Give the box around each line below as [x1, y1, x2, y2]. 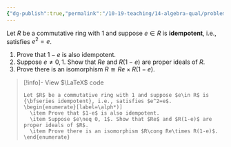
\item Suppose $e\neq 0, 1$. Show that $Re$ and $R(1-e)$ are [30, 116, 212, 123]
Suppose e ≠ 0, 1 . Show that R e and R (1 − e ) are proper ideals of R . [16, 58, 205, 66]
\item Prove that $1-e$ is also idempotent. [30, 110, 160, 117]
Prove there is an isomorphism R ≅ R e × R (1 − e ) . [16, 65, 156, 73]
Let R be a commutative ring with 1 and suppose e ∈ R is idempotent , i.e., [6, 29, 217, 37]
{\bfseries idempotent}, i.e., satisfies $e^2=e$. [23, 98, 172, 105]
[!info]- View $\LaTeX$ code [23, 78, 104, 87]
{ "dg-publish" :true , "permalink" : [6, 10, 103, 17]
